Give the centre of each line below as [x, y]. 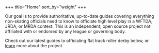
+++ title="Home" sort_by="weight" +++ [46, 7]
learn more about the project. [34, 46]
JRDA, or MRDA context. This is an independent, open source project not [78, 26]
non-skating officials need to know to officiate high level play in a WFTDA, [79, 21]
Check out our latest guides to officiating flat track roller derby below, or [77, 41]
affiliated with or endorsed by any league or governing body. [65, 31]
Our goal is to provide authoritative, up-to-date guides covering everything [79, 16]
